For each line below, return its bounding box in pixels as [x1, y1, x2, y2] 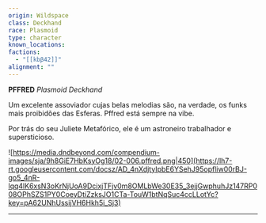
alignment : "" [8, 63, 55, 71]
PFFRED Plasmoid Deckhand [8, 85, 103, 94]
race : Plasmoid [8, 26, 59, 34]
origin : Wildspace [8, 11, 69, 20]
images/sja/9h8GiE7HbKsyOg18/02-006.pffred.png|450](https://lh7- [8, 156, 233, 165]
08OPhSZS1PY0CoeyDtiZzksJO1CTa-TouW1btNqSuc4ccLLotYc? [8, 189, 219, 198]
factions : [8, 48, 41, 56]
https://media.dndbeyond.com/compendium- [13, 147, 160, 157]
